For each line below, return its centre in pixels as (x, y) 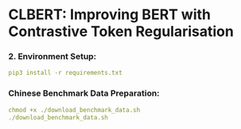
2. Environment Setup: (52, 57)
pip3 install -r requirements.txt (66, 73)
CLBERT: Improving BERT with (109, 15)
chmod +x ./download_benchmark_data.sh (74, 110)
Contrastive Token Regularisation (121, 31)
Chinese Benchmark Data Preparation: (84, 93)
